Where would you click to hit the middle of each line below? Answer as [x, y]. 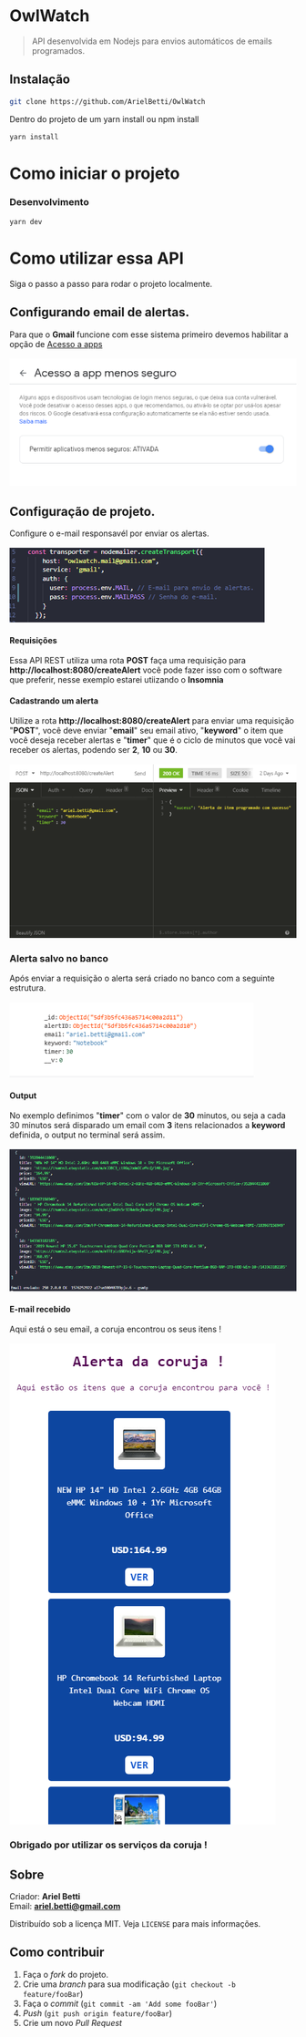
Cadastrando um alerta [54, 700]
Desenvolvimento [49, 201]
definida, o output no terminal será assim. [87, 1135]
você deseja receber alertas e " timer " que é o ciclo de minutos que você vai [153, 740]
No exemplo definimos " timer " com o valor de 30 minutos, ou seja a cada [148, 1116]
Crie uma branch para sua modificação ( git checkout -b [129, 1984]
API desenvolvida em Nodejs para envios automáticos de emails [152, 41]
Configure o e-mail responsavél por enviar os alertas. [109, 533]
